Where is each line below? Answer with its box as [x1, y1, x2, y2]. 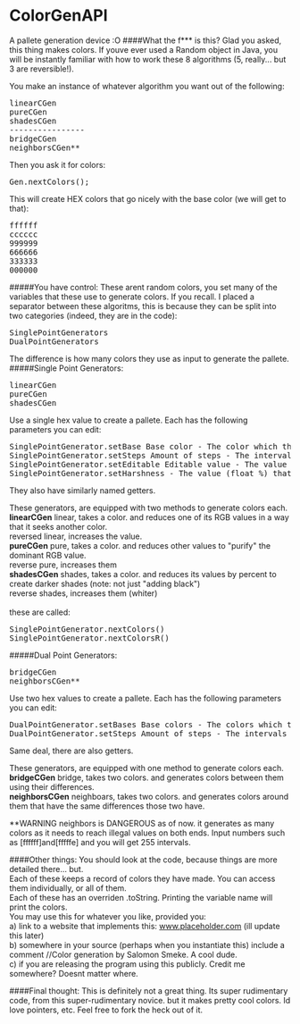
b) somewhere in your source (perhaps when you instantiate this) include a [9, 939, 286, 950]
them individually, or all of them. [9, 882, 127, 894]
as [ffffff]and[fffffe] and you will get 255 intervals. [9, 836, 191, 847]
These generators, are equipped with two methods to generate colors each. [9, 502, 288, 513]
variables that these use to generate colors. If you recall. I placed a [9, 291, 254, 302]
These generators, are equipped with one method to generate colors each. [9, 762, 284, 773]
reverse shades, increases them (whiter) [9, 587, 158, 599]
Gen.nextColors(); [9, 176, 90, 187]
